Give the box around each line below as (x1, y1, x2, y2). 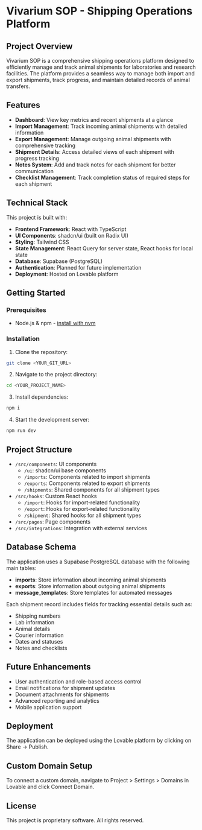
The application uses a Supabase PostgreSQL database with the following (6, 558, 190, 565)
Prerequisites (6, 306, 46, 314)
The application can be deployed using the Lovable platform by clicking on (6, 737, 192, 744)
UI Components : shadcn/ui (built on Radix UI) (14, 232, 128, 239)
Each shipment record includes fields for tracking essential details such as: (6, 600, 192, 607)
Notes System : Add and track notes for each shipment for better (14, 161, 176, 168)
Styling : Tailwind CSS (14, 238, 69, 246)
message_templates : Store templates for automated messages (14, 589, 172, 596)
